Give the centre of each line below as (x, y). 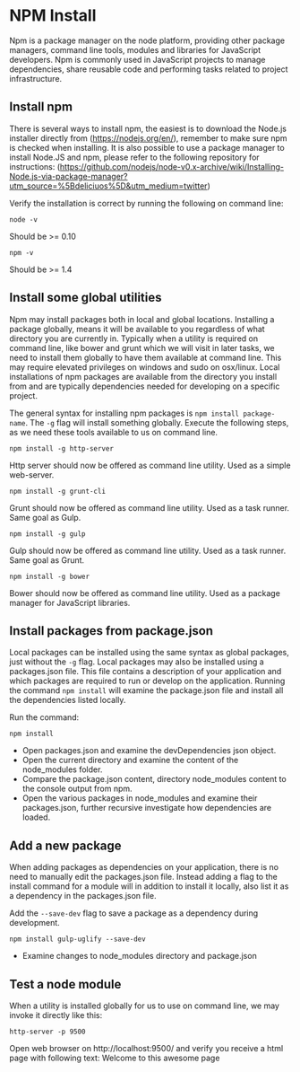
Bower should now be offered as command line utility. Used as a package (145, 593)
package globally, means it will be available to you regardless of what (137, 329)
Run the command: (44, 717)
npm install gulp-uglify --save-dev (77, 939)
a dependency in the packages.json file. (83, 896)
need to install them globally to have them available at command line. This (146, 357)
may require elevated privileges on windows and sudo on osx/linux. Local (145, 367)
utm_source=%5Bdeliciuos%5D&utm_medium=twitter (108, 186)
